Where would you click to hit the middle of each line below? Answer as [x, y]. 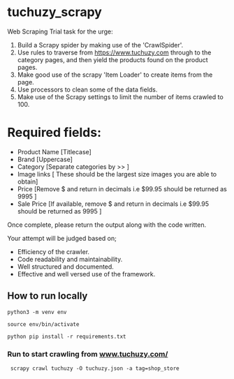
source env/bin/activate [43, 324]
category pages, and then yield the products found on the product [112, 59]
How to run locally [47, 296]
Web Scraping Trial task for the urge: [60, 31]
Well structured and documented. [65, 267]
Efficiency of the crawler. [53, 251]
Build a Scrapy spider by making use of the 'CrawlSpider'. [100, 45]
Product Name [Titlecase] [54, 151]
